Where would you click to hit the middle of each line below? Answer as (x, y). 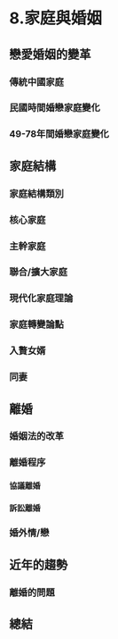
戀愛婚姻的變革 (50, 54)
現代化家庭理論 (41, 298)
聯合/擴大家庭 (39, 272)
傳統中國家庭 (37, 81)
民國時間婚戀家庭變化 (55, 108)
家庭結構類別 (37, 193)
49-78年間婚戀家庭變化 (59, 134)
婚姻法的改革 (37, 436)
